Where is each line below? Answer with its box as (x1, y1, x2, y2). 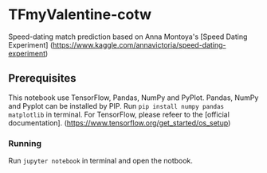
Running (8, 137, 42, 148)
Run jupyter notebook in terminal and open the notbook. (8, 156, 194, 166)
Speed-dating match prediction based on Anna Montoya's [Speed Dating (8, 32, 248, 41)
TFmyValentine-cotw (8, 6, 152, 24)
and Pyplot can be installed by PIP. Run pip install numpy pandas (8, 101, 225, 110)
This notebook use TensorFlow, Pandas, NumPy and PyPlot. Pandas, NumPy (8, 93, 259, 102)
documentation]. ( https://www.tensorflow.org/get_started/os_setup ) (8, 117, 231, 128)
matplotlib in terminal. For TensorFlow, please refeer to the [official (8, 110, 230, 119)
